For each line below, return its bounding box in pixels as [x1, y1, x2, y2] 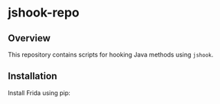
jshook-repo [8, 5, 80, 21]
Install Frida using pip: [8, 88, 71, 97]
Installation [8, 70, 57, 82]
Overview [8, 32, 51, 44]
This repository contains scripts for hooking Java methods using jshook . [8, 50, 214, 59]
